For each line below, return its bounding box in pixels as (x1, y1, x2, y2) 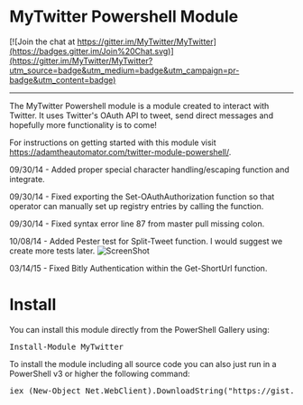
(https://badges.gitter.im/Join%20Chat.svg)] (9, 45, 174, 56)
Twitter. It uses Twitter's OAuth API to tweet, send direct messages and (9, 110, 273, 121)
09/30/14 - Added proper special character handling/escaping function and (9, 164, 290, 175)
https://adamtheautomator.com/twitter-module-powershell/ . (9, 146, 232, 157)
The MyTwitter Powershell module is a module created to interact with (9, 100, 270, 111)
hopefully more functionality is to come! (9, 119, 158, 130)
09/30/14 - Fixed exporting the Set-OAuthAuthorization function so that (9, 191, 275, 202)
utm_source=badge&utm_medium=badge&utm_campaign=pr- (9, 65, 240, 76)
